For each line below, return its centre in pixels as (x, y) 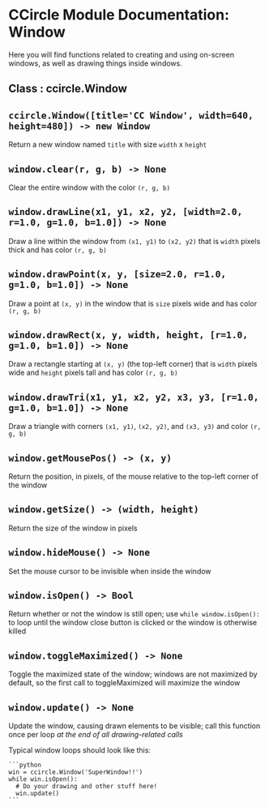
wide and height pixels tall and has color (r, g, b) (93, 373)
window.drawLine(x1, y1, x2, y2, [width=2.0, (126, 212)
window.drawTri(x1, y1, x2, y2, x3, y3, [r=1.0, (134, 397)
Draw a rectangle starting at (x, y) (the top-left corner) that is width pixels (133, 364)
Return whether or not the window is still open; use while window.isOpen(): (134, 614)
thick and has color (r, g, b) (58, 250)
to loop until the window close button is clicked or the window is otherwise (133, 623)
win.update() (38, 794)
